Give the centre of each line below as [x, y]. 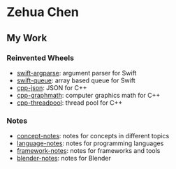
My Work [27, 38]
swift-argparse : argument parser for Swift [76, 73]
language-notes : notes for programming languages [90, 143]
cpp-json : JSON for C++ [52, 87]
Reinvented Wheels [41, 58]
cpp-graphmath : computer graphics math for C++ [88, 95]
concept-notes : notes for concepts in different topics [93, 136]
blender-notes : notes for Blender [64, 159]
